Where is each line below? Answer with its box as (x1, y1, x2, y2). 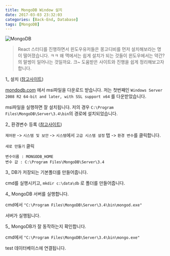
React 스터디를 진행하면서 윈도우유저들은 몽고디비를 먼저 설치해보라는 (17, 46, 156, 53)
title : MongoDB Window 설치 (5, 7, 62, 13)
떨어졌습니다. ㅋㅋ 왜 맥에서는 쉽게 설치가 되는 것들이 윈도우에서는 (23, 53, 153, 59)
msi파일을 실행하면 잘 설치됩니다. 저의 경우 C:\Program (5, 104, 114, 110)
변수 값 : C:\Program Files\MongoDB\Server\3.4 (5, 160, 105, 165)
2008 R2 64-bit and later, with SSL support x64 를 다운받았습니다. (5, 93, 147, 99)
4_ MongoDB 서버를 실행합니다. (5, 191, 69, 197)
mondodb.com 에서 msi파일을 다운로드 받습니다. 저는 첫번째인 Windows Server (5, 87, 163, 93)
